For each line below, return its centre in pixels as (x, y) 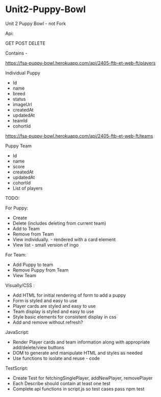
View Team (24, 275)
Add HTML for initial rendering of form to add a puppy (69, 295)
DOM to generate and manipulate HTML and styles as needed (77, 353)
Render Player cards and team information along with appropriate (81, 342)
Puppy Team (19, 146)
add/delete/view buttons (38, 347)
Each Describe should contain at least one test (61, 383)
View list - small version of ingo (46, 245)
